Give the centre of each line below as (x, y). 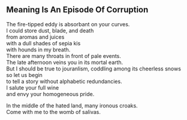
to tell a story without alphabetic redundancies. (64, 81)
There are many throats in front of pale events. (64, 56)
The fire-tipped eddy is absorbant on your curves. (68, 24)
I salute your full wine (33, 87)
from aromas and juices (35, 37)
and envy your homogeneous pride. (50, 94)
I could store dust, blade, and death (50, 30)
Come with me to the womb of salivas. (53, 112)
